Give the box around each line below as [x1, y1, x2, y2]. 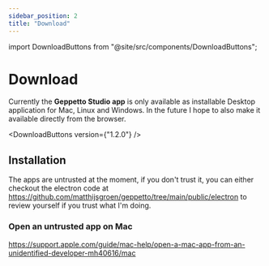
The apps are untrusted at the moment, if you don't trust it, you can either [8, 175, 254, 185]
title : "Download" [8, 19, 70, 28]
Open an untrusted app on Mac [8, 221, 133, 232]
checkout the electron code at [8, 183, 109, 193]
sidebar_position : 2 [8, 11, 79, 20]
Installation [8, 153, 66, 167]
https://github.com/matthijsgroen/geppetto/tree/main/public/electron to [8, 192, 247, 202]
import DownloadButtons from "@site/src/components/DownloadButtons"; [8, 41, 258, 51]
